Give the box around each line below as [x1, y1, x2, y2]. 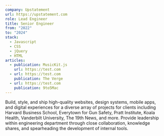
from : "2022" [5, 26, 32, 31]
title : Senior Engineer [5, 21, 55, 26]
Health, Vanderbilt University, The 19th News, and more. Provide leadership [5, 115, 160, 121]
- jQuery [9, 48, 28, 53]
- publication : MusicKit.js [9, 62, 68, 67]
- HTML [9, 53, 23, 58]
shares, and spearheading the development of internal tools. [5, 125, 129, 131]
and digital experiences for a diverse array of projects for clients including [5, 104, 156, 110]
